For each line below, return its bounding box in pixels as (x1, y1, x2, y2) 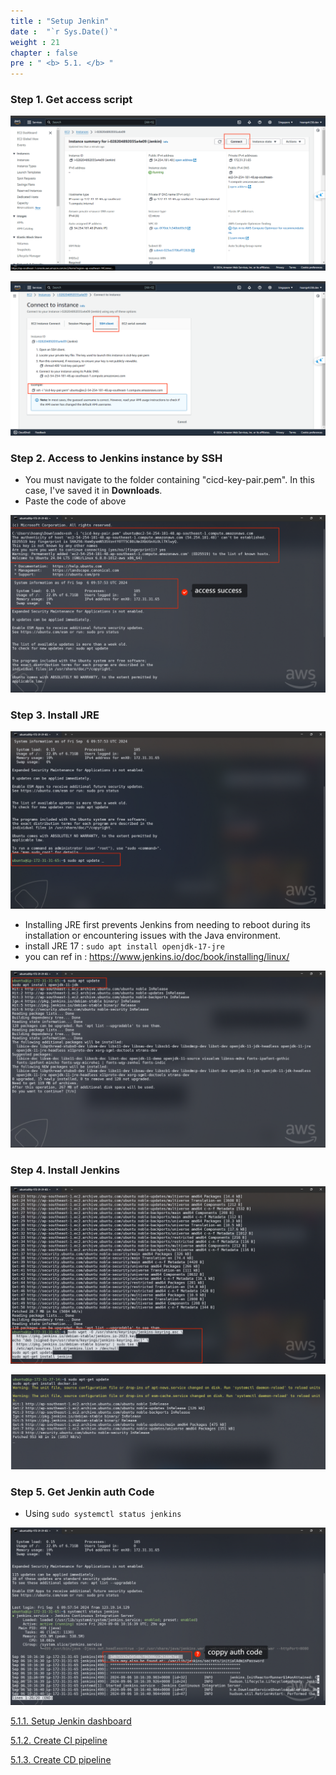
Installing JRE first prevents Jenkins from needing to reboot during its (24, 918, 311, 930)
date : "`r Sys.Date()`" (10, 26, 118, 37)
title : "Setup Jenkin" (10, 16, 110, 26)
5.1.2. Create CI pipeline (10, 1734, 108, 1746)
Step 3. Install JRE (10, 708, 100, 722)
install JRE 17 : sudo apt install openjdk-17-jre (24, 940, 225, 952)
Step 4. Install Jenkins (10, 1163, 120, 1177)
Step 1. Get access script (10, 93, 133, 107)
